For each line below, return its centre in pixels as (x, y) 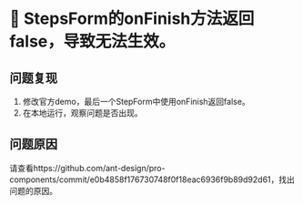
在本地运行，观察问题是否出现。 (82, 113)
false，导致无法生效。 (92, 41)
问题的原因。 (33, 190)
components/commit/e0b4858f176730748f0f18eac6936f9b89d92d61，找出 (152, 179)
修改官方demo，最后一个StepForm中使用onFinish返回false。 (136, 102)
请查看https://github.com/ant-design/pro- (87, 168)
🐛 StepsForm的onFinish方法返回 (132, 19)
